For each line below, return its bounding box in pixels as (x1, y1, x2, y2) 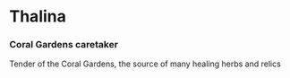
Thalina (9, 6, 67, 27)
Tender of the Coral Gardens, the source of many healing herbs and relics (9, 58, 282, 69)
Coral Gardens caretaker (9, 39, 119, 51)
